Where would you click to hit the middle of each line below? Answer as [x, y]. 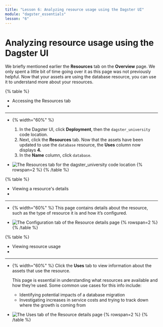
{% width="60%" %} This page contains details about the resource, [80, 208]
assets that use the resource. [41, 271]
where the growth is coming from [53, 305]
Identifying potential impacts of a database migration [72, 295]
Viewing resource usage [36, 247]
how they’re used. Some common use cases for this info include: [77, 286]
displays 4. [30, 150]
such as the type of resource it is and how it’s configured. [69, 213]
